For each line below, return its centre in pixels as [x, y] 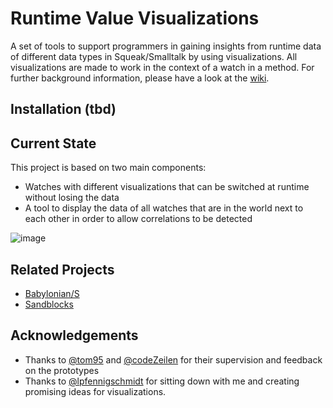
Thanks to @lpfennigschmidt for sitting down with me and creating [162, 381]
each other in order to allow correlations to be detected [138, 219]
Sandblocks [49, 304]
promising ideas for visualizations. [95, 391]
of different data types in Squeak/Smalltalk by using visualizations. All [154, 56]
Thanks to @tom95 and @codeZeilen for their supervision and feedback [173, 359]
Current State [53, 143]
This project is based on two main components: [108, 168]
